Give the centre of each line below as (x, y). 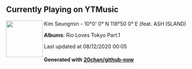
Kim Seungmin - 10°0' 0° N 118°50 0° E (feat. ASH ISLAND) (115, 23)
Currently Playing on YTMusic (62, 10)
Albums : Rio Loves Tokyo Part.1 (82, 35)
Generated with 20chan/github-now (89, 60)
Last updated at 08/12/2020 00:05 (85, 46)
